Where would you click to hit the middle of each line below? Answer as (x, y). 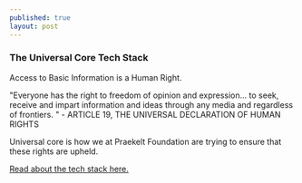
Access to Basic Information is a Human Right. (96, 77)
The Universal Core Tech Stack (79, 58)
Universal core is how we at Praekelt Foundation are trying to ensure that (146, 141)
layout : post (34, 26)
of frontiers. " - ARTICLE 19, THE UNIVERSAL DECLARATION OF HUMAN (145, 114)
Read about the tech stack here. (69, 169)
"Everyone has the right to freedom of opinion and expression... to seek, (144, 95)
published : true (40, 18)
